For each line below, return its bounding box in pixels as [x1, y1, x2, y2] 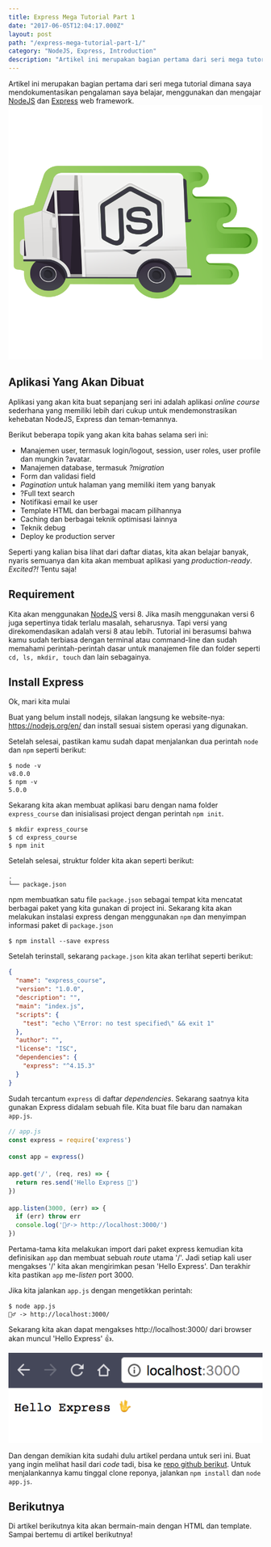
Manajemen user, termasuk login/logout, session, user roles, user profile [19, 445, 261, 455]
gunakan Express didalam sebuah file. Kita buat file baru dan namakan [8, 1102, 243, 1111]
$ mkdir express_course [8, 825, 89, 834]
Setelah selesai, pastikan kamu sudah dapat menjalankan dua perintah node [8, 736, 259, 747]
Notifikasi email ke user [19, 497, 98, 507]
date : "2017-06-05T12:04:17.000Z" [8, 21, 125, 30]
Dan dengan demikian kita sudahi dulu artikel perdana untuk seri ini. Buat [8, 1451, 251, 1461]
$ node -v [8, 762, 42, 770]
